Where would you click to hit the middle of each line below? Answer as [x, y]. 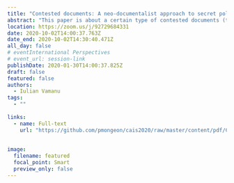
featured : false [31, 78]
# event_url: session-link [46, 59]
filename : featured [42, 156]
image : [17, 150]
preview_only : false [43, 169]
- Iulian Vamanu [37, 91]
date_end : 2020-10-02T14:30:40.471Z [60, 40]
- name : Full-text [40, 124]
